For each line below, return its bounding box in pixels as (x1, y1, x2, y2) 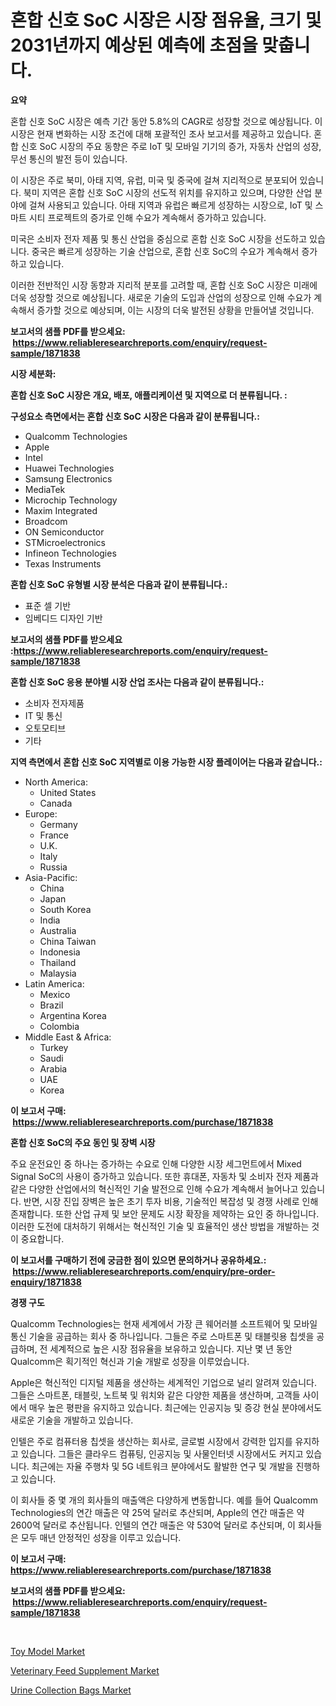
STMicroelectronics (24, 536, 106, 548)
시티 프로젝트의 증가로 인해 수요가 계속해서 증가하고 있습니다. (28, 211, 267, 223)
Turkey (39, 1041, 69, 1053)
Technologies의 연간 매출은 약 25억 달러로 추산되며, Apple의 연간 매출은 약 (10, 1506, 305, 1518)
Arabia (39, 1062, 68, 1075)
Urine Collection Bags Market (10, 1684, 132, 1696)
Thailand (39, 956, 77, 968)
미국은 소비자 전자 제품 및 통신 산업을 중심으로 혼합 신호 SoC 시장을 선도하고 (10, 232, 308, 245)
